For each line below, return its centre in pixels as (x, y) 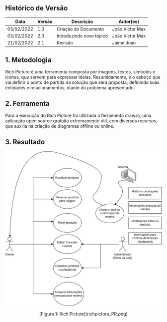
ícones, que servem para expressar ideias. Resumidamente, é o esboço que (83, 77)
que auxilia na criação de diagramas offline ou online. (60, 126)
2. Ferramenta (27, 104)
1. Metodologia (28, 60)
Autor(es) (129, 21)
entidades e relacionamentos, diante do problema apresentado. (70, 88)
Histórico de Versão (37, 8)
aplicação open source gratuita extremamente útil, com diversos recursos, (81, 121)
